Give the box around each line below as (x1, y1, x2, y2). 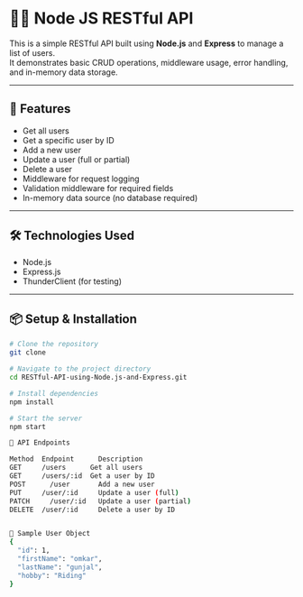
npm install (9, 397, 54, 407)
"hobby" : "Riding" (17, 571, 87, 580)
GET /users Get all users (9, 464, 143, 473)
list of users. (9, 47, 56, 58)
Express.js (22, 266, 61, 277)
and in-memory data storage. (9, 67, 119, 78)
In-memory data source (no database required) (22, 192, 198, 203)
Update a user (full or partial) (22, 153, 131, 165)
